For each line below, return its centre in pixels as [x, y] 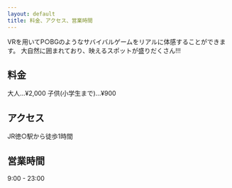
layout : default [31, 14]
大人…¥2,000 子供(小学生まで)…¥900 [62, 94]
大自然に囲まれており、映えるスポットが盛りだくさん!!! [101, 50]
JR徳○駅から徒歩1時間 [40, 136]
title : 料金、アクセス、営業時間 [50, 21]
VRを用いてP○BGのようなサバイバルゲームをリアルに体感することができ [114, 42]
